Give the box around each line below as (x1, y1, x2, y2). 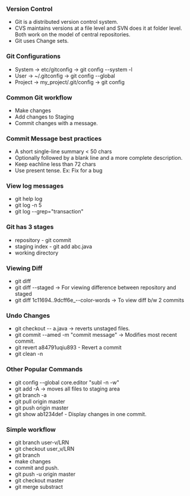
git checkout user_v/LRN (14, 445, 75, 452)
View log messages (6, 182, 64, 190)
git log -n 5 (14, 201, 42, 209)
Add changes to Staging (14, 113, 74, 120)
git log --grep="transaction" (14, 208, 84, 215)
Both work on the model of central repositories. (14, 31, 131, 38)
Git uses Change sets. (14, 38, 69, 45)
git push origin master (14, 404, 69, 411)
